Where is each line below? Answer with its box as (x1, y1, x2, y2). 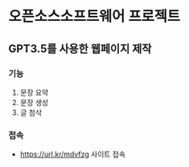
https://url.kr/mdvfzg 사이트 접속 (19, 149, 126, 159)
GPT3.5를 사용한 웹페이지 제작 (8, 42, 152, 55)
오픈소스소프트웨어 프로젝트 (8, 7, 181, 26)
